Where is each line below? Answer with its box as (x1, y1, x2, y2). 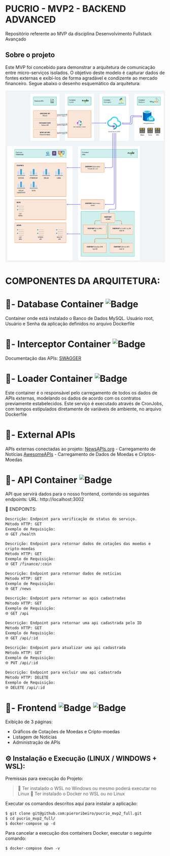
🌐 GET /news (5, 586, 31, 591)
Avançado (5, 36, 26, 42)
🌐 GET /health (5, 532, 36, 537)
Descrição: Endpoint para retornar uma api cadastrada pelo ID (5, 621, 142, 626)
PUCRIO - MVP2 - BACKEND (5, 3, 126, 15)
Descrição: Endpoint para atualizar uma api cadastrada (5, 645, 126, 651)
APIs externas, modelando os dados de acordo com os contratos (5, 395, 141, 401)
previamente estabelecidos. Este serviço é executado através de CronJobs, (5, 400, 163, 406)
